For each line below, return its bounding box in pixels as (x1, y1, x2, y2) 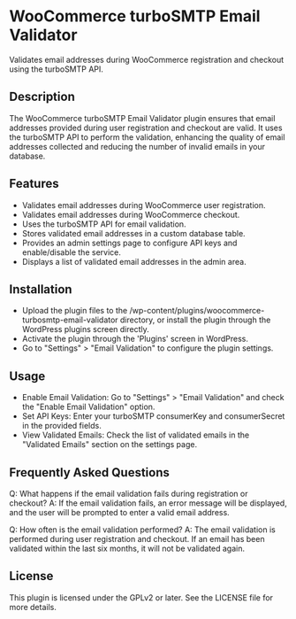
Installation (9, 282, 72, 297)
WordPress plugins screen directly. (21, 324, 150, 335)
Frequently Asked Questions (9, 465, 171, 480)
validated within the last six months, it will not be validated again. (9, 543, 246, 553)
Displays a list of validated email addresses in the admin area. (21, 256, 247, 267)
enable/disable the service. (21, 246, 121, 258)
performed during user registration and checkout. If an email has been (9, 534, 265, 544)
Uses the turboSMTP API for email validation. (21, 219, 187, 229)
